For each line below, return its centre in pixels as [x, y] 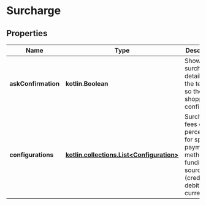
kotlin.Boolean [87, 84]
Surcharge [34, 11]
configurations [32, 155]
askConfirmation [35, 84]
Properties [27, 33]
